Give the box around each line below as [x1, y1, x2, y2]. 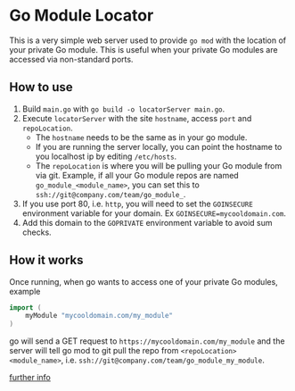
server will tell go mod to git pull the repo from [9, 345, 179, 356]
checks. [21, 227, 52, 237]
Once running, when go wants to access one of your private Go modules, [9, 276, 278, 287]
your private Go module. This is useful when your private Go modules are [9, 44, 278, 54]
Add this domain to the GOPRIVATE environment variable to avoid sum [21, 217, 273, 228]
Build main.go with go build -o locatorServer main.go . [21, 104, 225, 114]
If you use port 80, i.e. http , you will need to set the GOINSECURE [21, 198, 254, 209]
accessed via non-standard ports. [9, 54, 134, 64]
